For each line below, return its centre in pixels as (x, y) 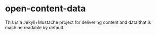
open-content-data (45, 9)
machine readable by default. (35, 27)
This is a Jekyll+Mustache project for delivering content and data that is (78, 22)
